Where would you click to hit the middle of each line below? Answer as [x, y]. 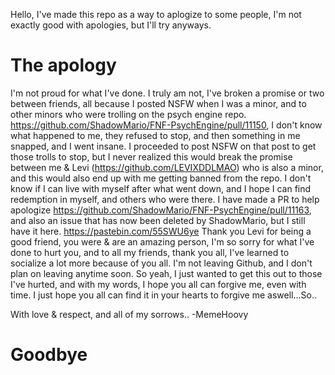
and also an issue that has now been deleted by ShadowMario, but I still [158, 220]
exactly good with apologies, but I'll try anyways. [111, 25]
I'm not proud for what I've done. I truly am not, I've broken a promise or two [167, 93]
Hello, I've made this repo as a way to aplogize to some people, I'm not [156, 14]
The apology [63, 65]
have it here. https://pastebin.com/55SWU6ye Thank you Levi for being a [161, 231]
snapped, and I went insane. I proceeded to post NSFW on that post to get [163, 146]
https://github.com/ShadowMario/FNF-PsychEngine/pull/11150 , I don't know [166, 125]
